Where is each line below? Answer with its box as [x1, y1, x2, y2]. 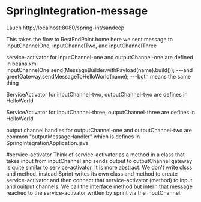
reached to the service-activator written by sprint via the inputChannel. [6, 189, 182, 196]
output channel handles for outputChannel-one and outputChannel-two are [6, 126, 192, 134]
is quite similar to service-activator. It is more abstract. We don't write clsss [6, 164, 193, 171]
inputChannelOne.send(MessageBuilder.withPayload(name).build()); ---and [6, 66, 193, 73]
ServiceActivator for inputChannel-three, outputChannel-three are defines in [6, 108, 195, 116]
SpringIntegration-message [6, 4, 148, 18]
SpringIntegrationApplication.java [6, 139, 89, 146]
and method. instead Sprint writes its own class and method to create [6, 170, 178, 177]
